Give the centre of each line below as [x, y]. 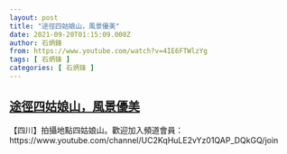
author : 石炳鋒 [36, 43]
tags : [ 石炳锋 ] [40, 59]
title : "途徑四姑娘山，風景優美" [65, 26]
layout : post [34, 18]
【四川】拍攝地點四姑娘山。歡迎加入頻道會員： [96, 130]
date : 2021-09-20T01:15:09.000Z [70, 34]
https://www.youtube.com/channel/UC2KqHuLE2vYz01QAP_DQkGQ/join [144, 140]
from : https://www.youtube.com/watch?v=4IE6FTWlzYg [108, 51]
